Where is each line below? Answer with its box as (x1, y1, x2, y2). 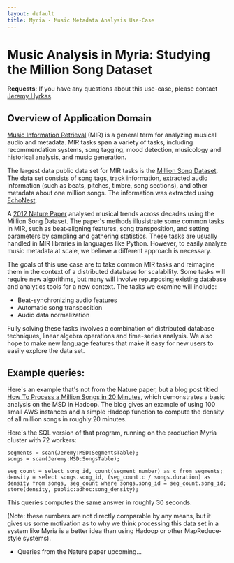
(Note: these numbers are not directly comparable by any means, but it (7, 512, 212, 520)
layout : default (7, 10, 54, 17)
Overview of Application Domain (7, 112, 152, 124)
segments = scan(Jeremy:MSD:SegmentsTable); (7, 449, 139, 457)
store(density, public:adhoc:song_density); (7, 486, 139, 493)
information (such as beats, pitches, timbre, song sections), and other (7, 181, 208, 190)
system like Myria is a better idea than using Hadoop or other (7, 527, 183, 535)
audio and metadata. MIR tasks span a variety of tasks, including (7, 138, 193, 147)
